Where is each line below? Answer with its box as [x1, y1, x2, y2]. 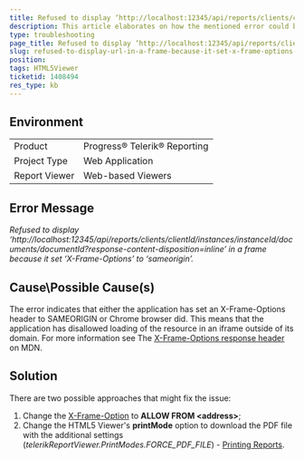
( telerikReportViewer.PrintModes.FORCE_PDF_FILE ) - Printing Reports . [22, 439, 285, 450]
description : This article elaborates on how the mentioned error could [9, 22, 290, 31]
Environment [9, 114, 84, 130]
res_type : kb [9, 81, 59, 90]
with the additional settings [22, 429, 124, 440]
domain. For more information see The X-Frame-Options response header [9, 333, 285, 344]
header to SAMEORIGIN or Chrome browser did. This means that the [9, 314, 264, 325]
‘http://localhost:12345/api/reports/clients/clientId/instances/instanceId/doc [9, 234, 294, 245]
